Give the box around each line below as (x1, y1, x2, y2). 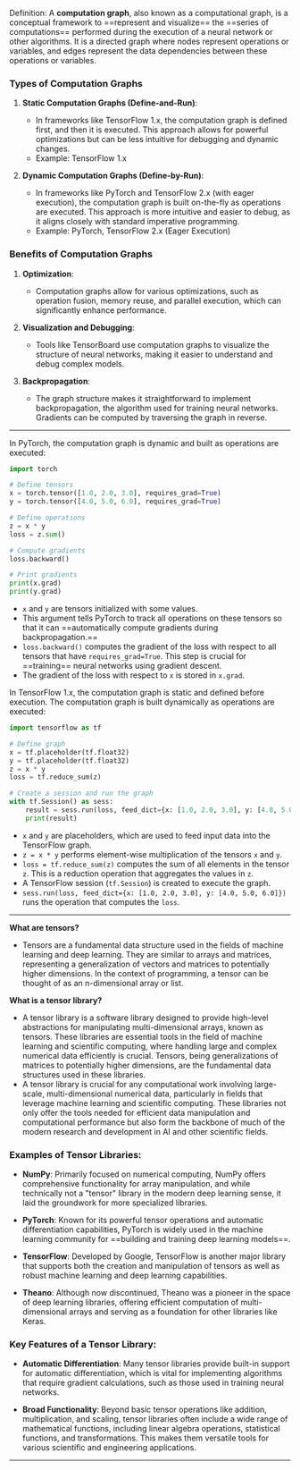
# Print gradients (9, 570, 78, 579)
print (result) (25, 814, 78, 823)
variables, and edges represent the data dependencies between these (9, 46, 268, 56)
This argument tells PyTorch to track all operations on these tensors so (21, 612, 283, 624)
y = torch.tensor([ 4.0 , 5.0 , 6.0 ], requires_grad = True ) (9, 497, 221, 506)
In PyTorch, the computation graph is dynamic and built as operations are (9, 437, 279, 448)
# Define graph (9, 739, 66, 748)
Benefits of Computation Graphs (9, 248, 154, 260)
